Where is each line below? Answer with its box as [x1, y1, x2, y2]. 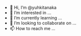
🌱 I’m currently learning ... [9, 15, 62, 20]
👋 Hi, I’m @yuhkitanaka [9, 5, 57, 10]
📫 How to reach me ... [9, 26, 55, 31]
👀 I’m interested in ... [9, 10, 52, 16]
